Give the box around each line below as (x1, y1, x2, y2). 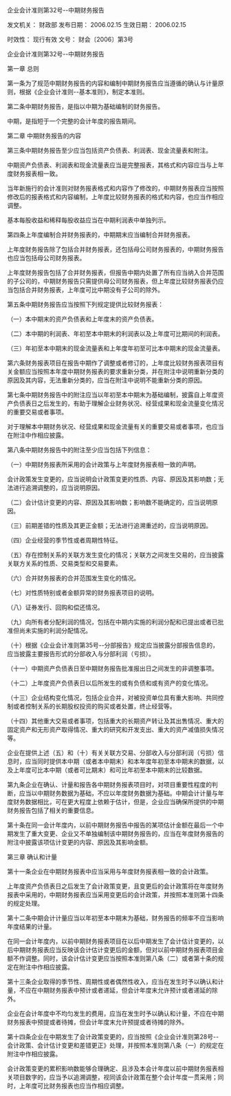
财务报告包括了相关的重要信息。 (7, 806, 98, 814)
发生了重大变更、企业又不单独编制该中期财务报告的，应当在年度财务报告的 (12, 830, 224, 838)
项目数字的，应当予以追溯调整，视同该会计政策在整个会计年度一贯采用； (12, 1073, 218, 1081)
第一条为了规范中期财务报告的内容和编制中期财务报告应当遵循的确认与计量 (7, 79, 218, 87)
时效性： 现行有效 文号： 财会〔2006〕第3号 (7, 35, 134, 43)
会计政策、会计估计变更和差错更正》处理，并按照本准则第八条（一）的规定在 (7, 1042, 224, 1049)
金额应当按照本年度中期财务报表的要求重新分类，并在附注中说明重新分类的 (12, 368, 224, 375)
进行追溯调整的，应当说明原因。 (12, 484, 104, 492)
